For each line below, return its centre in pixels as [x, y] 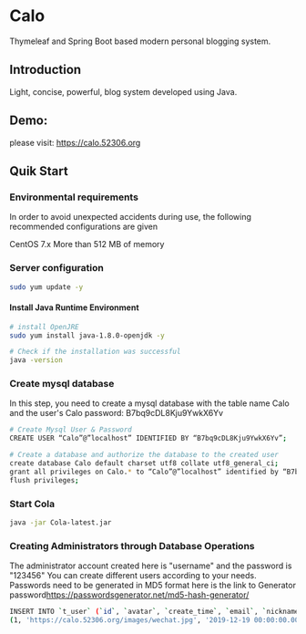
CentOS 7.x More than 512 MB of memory [87, 244]
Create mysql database [62, 384]
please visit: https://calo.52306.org [75, 142]
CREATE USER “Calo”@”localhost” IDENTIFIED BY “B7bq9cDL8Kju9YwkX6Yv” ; [148, 439]
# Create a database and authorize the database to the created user [144, 455]
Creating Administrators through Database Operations [132, 546]
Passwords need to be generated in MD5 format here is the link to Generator [153, 586]
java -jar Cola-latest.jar [61, 522]
